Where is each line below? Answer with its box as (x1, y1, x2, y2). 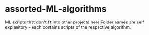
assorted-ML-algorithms (5, 3, 107, 14)
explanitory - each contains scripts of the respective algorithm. (5, 24, 131, 30)
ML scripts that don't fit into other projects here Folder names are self (5, 19, 144, 25)
